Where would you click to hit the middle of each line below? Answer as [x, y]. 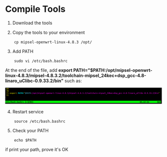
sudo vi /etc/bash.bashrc [41, 61]
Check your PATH [30, 130]
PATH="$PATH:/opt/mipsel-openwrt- [113, 70]
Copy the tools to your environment [49, 32]
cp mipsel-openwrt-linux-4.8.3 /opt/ [53, 42]
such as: [73, 81]
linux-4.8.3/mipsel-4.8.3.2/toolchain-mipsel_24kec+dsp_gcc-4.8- [76, 75]
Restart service [28, 111]
